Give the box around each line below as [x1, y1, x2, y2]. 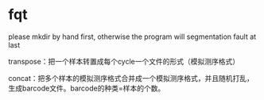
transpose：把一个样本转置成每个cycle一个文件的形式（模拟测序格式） [8, 56, 240, 66]
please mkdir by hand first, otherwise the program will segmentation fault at [8, 32, 257, 41]
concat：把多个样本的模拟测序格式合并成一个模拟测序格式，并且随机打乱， [8, 73, 254, 83]
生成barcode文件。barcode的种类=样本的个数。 [8, 83, 165, 93]
